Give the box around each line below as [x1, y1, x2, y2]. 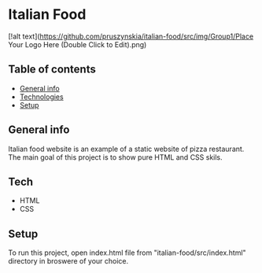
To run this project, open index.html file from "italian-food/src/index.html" [8, 248, 246, 257]
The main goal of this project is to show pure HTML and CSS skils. [8, 152, 223, 162]
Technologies [19, 92, 65, 101]
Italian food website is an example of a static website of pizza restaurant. [8, 144, 245, 153]
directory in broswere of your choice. [8, 256, 129, 266]
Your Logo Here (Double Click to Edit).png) [8, 39, 147, 49]
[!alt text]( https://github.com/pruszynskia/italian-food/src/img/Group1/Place [8, 31, 254, 41]
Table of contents [8, 63, 96, 76]
